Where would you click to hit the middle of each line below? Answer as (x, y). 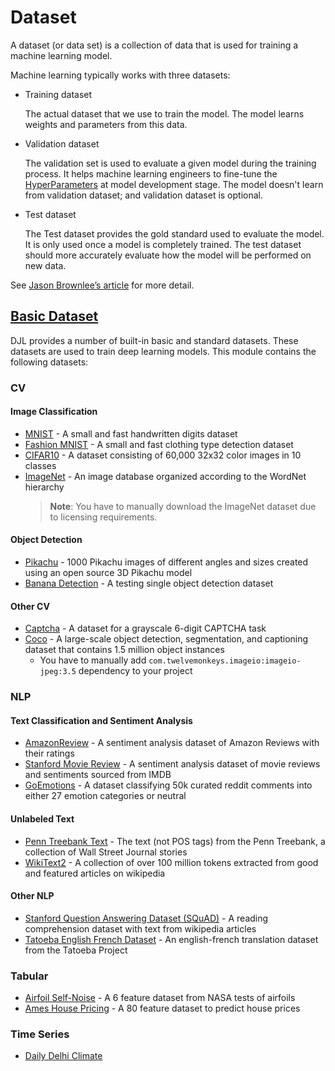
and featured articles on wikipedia (95, 873)
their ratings (49, 753)
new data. (45, 265)
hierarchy (44, 487)
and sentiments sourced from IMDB (98, 775)
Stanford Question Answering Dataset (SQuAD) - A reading (146, 918)
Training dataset (58, 94)
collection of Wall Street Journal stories (106, 852)
